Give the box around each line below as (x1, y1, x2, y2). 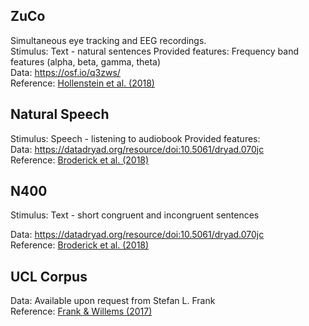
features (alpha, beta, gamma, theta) (10, 55, 162, 68)
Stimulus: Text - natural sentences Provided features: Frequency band (10, 45, 300, 57)
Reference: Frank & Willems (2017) (10, 305, 153, 318)
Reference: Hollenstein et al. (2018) (10, 77, 155, 89)
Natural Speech (10, 106, 110, 123)
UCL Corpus (10, 268, 88, 285)
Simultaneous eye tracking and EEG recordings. (10, 34, 207, 46)
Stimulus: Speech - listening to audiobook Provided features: (10, 132, 261, 144)
